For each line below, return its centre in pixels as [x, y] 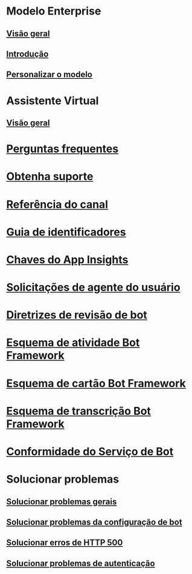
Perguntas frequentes [62, 149]
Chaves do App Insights [67, 259]
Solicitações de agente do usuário [93, 287]
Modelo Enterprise [54, 11]
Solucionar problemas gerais [62, 502]
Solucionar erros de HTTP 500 [65, 543]
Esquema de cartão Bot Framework [96, 383]
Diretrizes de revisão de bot [77, 315]
